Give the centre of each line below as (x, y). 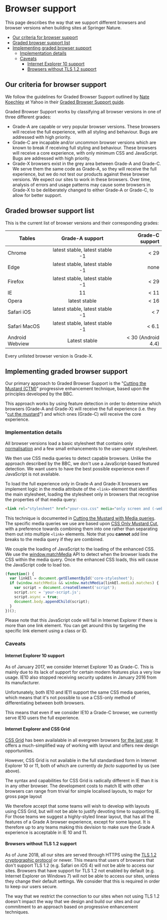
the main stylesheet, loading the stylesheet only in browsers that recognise (82, 494)
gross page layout (24, 796)
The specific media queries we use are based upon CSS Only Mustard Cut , (82, 523)
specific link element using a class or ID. (46, 631)
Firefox (16, 281)
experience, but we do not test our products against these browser (81, 174)
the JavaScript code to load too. (38, 564)
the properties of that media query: (41, 499)
